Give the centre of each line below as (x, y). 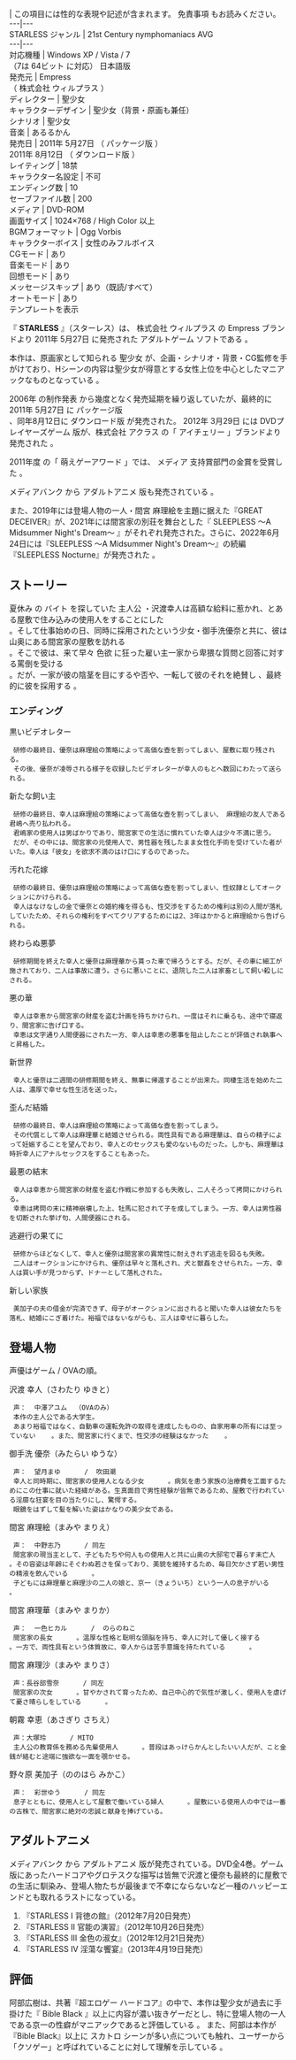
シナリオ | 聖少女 (40, 121)
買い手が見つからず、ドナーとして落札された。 (94, 1273)
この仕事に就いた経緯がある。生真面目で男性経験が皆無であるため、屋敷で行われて (150, 1490)
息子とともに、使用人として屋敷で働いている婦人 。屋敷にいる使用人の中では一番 (149, 1802)
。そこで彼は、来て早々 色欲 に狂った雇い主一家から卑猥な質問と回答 (135, 652)
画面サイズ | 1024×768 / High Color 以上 (82, 221)
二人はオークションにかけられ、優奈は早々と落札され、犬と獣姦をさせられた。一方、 (144, 1264)
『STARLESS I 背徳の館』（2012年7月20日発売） (109, 1916)
